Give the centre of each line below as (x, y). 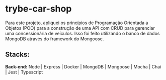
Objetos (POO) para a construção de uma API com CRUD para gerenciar (80, 28)
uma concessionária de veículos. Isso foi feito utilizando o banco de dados (82, 33)
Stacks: (18, 55)
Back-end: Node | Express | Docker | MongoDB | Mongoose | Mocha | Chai (83, 66)
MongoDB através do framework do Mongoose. (55, 39)
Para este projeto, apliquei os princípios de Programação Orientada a (77, 23)
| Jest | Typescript (24, 72)
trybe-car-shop (38, 9)
